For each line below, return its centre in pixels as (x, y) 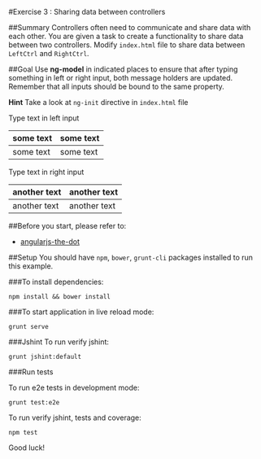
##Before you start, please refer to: (67, 226)
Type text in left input (44, 118)
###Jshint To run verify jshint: (59, 342)
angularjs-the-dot (50, 242)
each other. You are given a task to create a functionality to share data (126, 36)
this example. (31, 266)
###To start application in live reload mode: (81, 312)
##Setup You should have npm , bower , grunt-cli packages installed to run (131, 257)
